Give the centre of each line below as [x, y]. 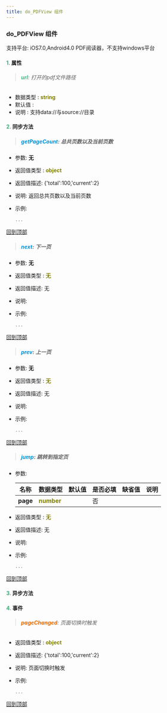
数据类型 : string [35, 97]
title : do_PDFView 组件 [35, 12]
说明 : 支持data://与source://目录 [55, 112]
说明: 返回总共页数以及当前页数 [53, 196]
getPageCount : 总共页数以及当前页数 [67, 142]
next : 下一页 [36, 247]
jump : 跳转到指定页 [44, 457]
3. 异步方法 [20, 593]
